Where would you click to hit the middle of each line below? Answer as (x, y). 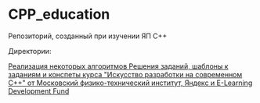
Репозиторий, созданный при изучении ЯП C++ (88, 36)
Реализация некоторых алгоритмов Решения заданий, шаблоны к (118, 66)
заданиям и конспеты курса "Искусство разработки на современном (125, 74)
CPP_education (59, 14)
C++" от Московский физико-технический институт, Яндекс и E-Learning (130, 83)
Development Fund (39, 91)
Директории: (30, 51)
